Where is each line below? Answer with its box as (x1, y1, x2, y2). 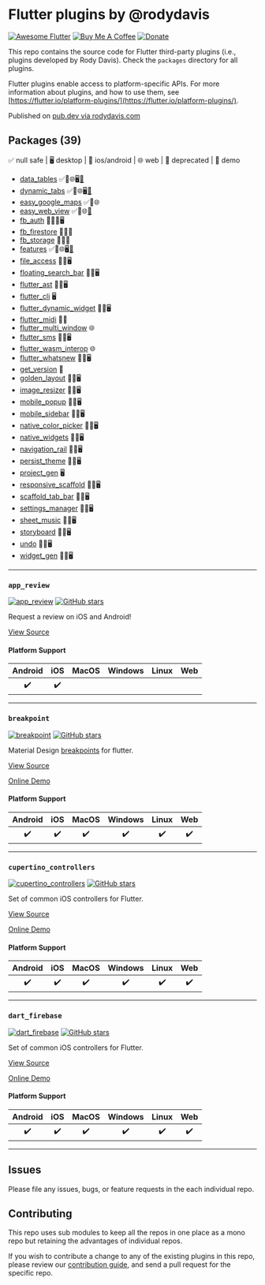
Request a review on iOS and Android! (8, 612, 132, 622)
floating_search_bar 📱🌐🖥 (19, 267, 100, 277)
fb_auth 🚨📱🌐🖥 (19, 215, 65, 225)
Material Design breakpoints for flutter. (8, 745, 134, 755)
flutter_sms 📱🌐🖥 (19, 332, 72, 342)
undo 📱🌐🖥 (19, 539, 53, 548)
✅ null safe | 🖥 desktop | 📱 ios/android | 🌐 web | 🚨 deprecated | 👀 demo (8, 155, 241, 165)
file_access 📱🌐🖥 (19, 256, 73, 265)
